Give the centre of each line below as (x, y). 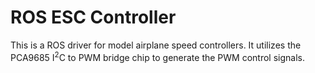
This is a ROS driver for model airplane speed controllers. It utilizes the (156, 45)
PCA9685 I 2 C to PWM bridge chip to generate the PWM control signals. (157, 56)
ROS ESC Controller (93, 17)
